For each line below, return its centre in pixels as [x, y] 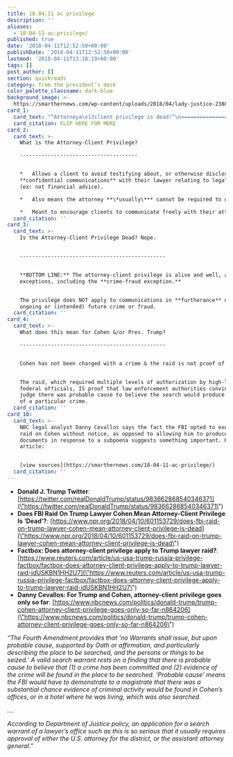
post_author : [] [31, 72]
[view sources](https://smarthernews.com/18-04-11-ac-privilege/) [118, 465]
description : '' [31, 20]
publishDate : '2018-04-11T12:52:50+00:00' [69, 53]
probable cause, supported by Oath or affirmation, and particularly [103, 645]
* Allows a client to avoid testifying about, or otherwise [111, 174]
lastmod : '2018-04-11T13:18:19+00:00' [63, 59]
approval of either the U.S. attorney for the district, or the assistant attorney [115, 738]
